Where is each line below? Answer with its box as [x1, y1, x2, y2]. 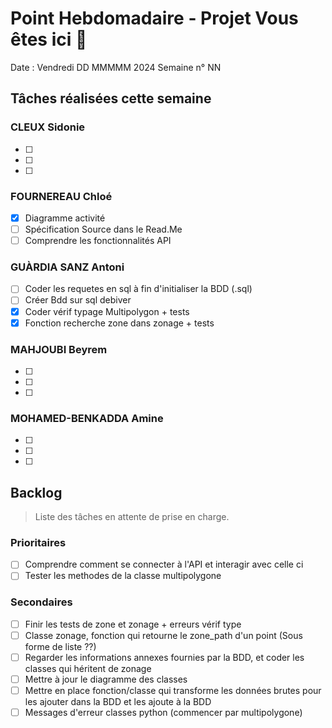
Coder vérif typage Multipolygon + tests [24, 305, 190, 317]
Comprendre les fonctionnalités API [24, 235, 172, 247]
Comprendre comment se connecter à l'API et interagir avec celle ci [24, 558, 304, 571]
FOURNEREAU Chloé [10, 189, 113, 203]
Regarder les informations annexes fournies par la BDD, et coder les [24, 651, 305, 663]
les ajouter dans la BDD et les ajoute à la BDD [24, 696, 212, 708]
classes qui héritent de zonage [24, 662, 152, 674]
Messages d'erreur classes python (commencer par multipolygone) [24, 707, 303, 719]
